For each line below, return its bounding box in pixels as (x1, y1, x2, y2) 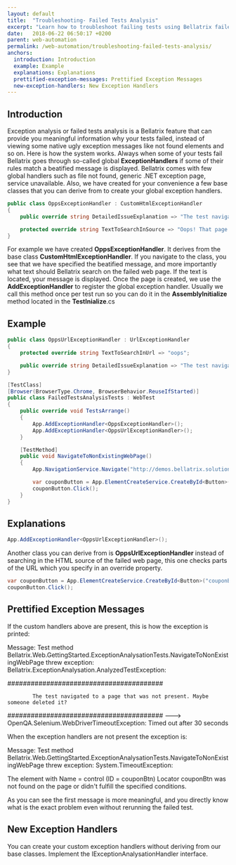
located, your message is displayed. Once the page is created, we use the (7, 275, 221, 283)
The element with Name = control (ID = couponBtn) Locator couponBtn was (7, 774, 226, 783)
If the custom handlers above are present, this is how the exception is (7, 622, 209, 630)
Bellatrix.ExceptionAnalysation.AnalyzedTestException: (7, 665, 166, 674)
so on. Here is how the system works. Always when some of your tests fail (7, 149, 223, 158)
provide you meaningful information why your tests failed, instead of (7, 134, 205, 143)
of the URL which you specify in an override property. (7, 564, 163, 573)
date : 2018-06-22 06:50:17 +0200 (7, 30, 112, 37)
